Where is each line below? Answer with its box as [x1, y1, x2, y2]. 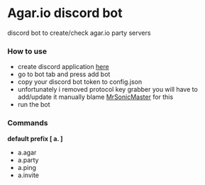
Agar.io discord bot [7, 5, 123, 21]
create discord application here [17, 63, 109, 71]
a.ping [17, 163, 37, 171]
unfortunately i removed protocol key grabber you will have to [17, 85, 199, 94]
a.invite [17, 171, 40, 179]
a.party [17, 155, 39, 164]
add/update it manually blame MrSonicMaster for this [17, 92, 174, 101]
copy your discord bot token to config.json [17, 78, 143, 86]
